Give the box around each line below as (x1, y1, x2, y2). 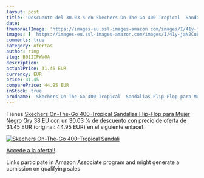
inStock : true (6, 88, 42, 94)
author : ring (6, 49, 39, 55)
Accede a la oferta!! (6, 146, 56, 154)
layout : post (6, 9, 39, 15)
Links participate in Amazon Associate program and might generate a (6, 159, 180, 166)
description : (6, 60, 39, 66)
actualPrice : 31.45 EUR (6, 65, 67, 72)
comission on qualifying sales (6, 165, 81, 172)
